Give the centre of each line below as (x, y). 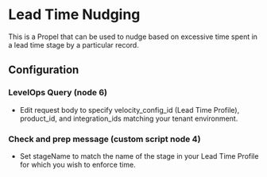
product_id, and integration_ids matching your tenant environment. (129, 118)
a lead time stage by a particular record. (74, 44)
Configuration (44, 70)
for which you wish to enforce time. (78, 164)
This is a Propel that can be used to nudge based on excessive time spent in (133, 37)
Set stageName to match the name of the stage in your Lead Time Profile (139, 156)
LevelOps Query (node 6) (58, 93)
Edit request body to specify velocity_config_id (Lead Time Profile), (130, 110)
